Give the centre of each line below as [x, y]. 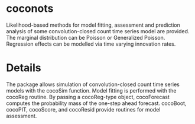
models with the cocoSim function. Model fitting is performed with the [91, 90]
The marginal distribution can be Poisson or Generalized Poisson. [86, 37]
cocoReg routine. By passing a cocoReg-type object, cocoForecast [88, 97]
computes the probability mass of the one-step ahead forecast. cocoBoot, [96, 103]
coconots [30, 9]
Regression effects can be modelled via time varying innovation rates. [91, 44]
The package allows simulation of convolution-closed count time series [93, 84]
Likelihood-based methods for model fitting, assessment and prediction [93, 25]
